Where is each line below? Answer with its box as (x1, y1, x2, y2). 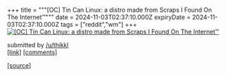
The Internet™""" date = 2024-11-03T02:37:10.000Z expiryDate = (7, 13, 191, 21)
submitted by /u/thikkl (7, 41, 69, 49)
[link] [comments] (7, 48, 58, 56)
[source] (7, 62, 32, 69)
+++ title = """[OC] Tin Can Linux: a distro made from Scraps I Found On (7, 6, 212, 14)
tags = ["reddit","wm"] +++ (60, 21, 137, 28)
